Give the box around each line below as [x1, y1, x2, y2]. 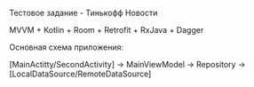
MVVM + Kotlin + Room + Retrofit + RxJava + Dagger [9, 25, 204, 35]
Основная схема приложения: [9, 42, 124, 52]
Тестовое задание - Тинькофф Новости [9, 8, 158, 18]
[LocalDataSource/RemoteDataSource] [9, 68, 152, 79]
